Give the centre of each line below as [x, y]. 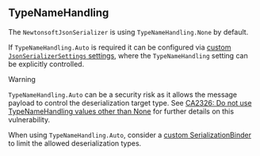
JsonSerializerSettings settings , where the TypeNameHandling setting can [128, 55]
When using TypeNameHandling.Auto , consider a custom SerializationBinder [130, 135]
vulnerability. [29, 119]
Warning [22, 79]
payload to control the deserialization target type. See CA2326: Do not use [130, 102]
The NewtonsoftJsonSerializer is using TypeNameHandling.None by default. [128, 32]
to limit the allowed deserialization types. [75, 143]
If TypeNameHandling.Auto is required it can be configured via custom [120, 47]
